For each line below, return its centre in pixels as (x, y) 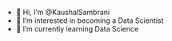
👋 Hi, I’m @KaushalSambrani (63, 12)
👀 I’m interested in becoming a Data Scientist (90, 20)
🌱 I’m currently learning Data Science (77, 29)
